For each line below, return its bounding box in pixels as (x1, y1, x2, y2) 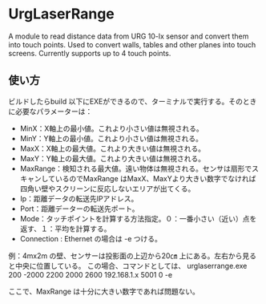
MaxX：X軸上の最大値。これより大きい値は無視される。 (19, 144, 206, 153)
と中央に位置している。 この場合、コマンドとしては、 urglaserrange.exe (8, 261, 248, 270)
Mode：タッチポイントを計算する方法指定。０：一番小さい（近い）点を (19, 213, 257, 223)
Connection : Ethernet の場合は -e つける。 (19, 233, 163, 243)
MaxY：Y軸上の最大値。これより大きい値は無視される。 (19, 153, 206, 163)
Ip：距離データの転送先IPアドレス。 (19, 193, 139, 203)
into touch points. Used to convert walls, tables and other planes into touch (8, 39, 256, 49)
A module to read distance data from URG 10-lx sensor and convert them (8, 31, 249, 41)
